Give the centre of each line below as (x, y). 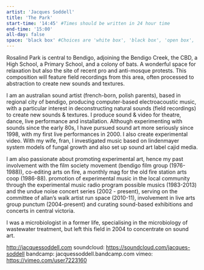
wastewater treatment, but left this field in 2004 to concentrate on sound (97, 229)
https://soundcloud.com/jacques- (148, 247)
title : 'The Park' (30, 18)
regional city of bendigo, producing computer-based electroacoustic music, (101, 102)
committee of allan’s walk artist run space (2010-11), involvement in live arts (101, 198)
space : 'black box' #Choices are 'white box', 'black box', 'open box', (100, 40)
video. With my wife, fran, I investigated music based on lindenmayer (93, 140)
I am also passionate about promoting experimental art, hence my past (95, 159)
